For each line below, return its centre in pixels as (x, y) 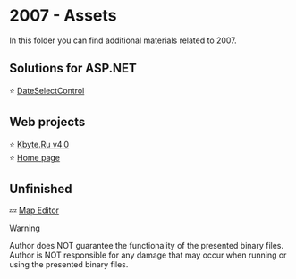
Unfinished (41, 189)
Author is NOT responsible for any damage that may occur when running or (148, 255)
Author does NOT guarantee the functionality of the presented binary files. (147, 246)
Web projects (47, 122)
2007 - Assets (63, 16)
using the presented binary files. (69, 265)
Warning (25, 228)
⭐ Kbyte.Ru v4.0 (39, 144)
